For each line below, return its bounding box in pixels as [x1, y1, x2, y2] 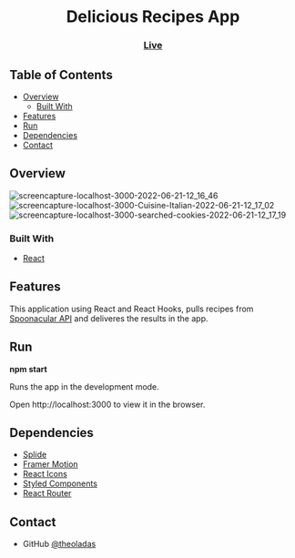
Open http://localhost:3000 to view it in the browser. [9, 399, 206, 410]
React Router [22, 488, 72, 499]
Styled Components [22, 478, 98, 489]
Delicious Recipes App [66, 6, 240, 27]
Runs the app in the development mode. [9, 380, 159, 392]
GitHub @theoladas [22, 539, 97, 550]
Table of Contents [9, 66, 114, 83]
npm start [9, 363, 47, 374]
